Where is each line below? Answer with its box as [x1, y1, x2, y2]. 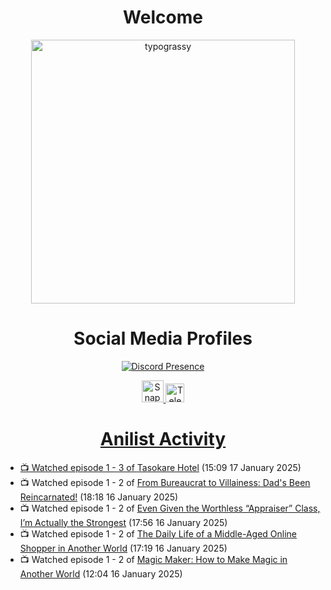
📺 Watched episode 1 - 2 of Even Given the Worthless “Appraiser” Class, [19, 502, 321, 514]
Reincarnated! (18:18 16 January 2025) [19, 491, 179, 503]
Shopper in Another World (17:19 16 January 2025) [19, 542, 228, 554]
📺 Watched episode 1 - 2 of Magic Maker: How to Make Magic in [19, 553, 288, 565]
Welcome [123, 6, 203, 29]
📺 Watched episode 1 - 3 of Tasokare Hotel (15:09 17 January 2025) [19, 461, 302, 473]
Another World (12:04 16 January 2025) [19, 567, 183, 580]
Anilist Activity [99, 428, 227, 451]
